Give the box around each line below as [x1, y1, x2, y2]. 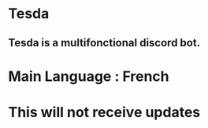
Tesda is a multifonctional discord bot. [8, 36, 201, 49]
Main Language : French [8, 68, 169, 85]
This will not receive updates [8, 103, 201, 121]
